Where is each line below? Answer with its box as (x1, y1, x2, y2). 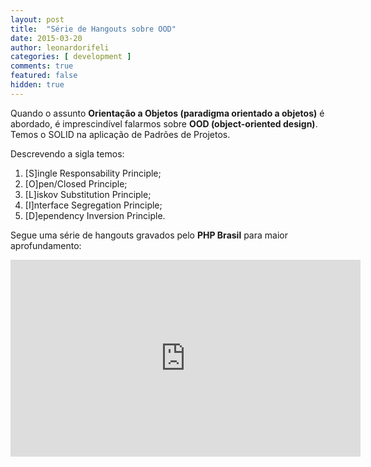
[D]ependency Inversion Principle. (24, 209, 166, 221)
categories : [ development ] (10, 52, 132, 62)
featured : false (10, 71, 78, 81)
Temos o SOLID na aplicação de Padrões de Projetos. (10, 128, 231, 140)
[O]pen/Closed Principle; (24, 177, 128, 190)
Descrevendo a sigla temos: (10, 147, 125, 160)
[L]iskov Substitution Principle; (24, 188, 152, 200)
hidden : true (10, 80, 65, 90)
